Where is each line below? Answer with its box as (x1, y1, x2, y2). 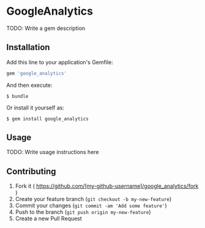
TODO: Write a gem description (6, 24, 86, 32)
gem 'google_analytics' (6, 70, 67, 76)
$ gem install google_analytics (6, 116, 89, 122)
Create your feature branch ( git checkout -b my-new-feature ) (15, 196, 172, 203)
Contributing (6, 166, 56, 177)
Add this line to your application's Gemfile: (6, 58, 113, 65)
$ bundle (6, 93, 29, 99)
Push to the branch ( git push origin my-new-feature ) (15, 208, 151, 216)
